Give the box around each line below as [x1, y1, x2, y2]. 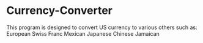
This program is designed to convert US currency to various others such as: [6, 24, 197, 31]
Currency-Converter [6, 4, 113, 18]
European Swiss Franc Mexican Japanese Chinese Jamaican [6, 30, 160, 37]
